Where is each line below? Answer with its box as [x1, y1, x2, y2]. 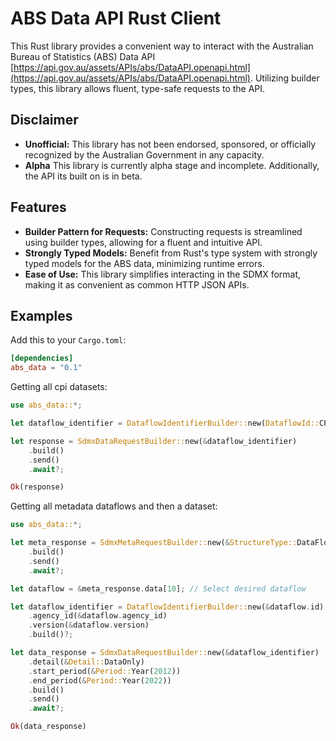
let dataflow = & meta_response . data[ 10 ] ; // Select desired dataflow [10, 583, 307, 594]
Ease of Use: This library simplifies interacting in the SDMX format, [24, 268, 302, 280]
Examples [10, 307, 73, 324]
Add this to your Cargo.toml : [10, 334, 127, 346]
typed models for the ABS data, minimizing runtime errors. [24, 257, 265, 269]
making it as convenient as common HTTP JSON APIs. [24, 278, 250, 291]
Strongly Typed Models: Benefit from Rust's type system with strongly [24, 247, 318, 259]
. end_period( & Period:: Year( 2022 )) [28, 675, 172, 686]
